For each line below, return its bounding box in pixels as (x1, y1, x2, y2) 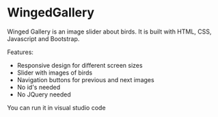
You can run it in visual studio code (7, 103, 106, 112)
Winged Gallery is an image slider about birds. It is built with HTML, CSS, (7, 27, 212, 36)
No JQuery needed (16, 90, 72, 99)
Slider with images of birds (16, 68, 93, 77)
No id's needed (16, 83, 61, 91)
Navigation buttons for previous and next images (16, 75, 155, 83)
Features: (7, 48, 34, 56)
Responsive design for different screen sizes (16, 61, 143, 69)
